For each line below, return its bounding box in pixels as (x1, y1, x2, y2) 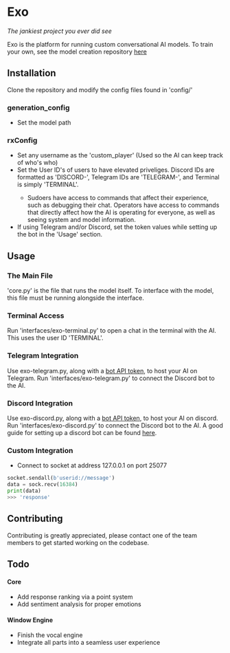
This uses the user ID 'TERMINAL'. (7, 334, 104, 342)
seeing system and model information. (27, 216, 136, 224)
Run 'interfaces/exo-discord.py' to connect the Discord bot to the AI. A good (7, 421, 223, 430)
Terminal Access (7, 311, 65, 320)
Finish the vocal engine (16, 631, 83, 639)
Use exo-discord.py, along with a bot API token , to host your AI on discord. (7, 414, 218, 422)
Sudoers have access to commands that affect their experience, (27, 194, 209, 202)
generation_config (7, 102, 70, 112)
